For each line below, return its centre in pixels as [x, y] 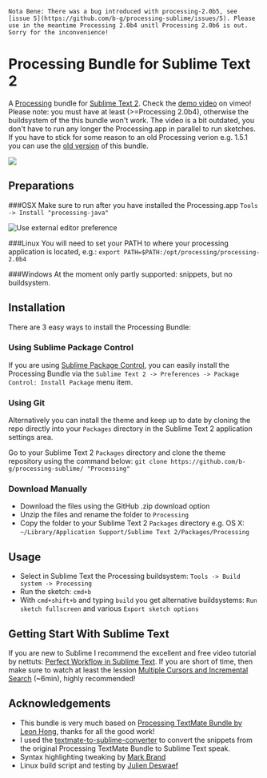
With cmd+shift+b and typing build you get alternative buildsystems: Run [138, 600]
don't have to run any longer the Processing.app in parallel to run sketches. [132, 129]
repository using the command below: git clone [88, 461]
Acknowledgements [60, 704]
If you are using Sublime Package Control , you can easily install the [119, 365]
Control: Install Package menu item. [71, 382]
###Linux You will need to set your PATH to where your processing [119, 243]
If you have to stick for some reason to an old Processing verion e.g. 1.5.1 [128, 137]
